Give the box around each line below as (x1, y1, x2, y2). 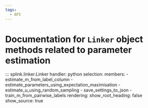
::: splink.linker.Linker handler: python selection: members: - (5, 71, 128, 77)
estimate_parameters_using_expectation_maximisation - (5, 82, 121, 88)
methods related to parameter (5, 44, 132, 55)
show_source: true (5, 98, 43, 104)
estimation (5, 54, 51, 66)
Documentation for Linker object (5, 33, 143, 45)
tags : (5, 7, 16, 12)
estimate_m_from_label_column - (5, 76, 73, 82)
